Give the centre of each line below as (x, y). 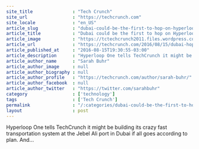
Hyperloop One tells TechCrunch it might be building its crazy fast (87, 127)
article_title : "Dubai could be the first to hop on (88, 34)
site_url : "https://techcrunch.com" (74, 17)
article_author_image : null (47, 67)
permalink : (41, 105)
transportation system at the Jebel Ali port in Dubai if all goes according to (97, 134)
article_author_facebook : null (47, 83)
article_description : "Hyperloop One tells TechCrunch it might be (99, 56)
